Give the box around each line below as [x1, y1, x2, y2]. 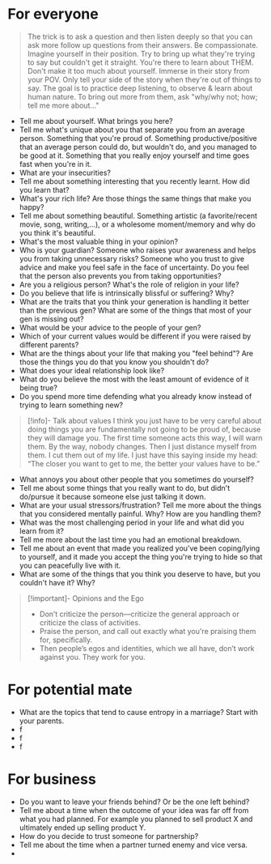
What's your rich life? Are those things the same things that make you [19, 194, 252, 203]
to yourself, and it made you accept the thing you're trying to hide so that [19, 551, 263, 561]
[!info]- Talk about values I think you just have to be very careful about [27, 415, 262, 425]
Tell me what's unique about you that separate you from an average [19, 125, 245, 134]
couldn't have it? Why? [19, 577, 96, 587]
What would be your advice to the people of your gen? [19, 322, 201, 332]
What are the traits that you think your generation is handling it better [19, 296, 250, 306]
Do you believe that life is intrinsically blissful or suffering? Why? [19, 288, 235, 298]
